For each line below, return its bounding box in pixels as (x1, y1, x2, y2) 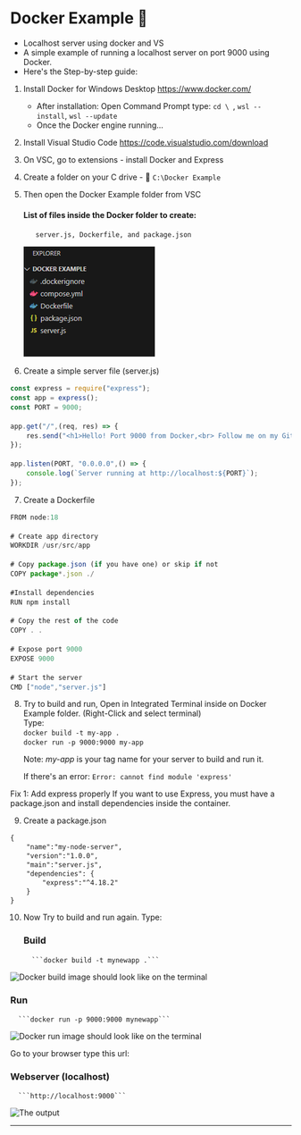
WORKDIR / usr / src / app (10, 541, 91, 551)
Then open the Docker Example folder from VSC (22, 189, 202, 199)
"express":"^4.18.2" (42, 879, 119, 887)
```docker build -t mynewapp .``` (31, 955, 160, 964)
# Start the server (10, 673, 83, 682)
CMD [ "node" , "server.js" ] (10, 683, 106, 692)
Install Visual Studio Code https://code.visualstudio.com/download (22, 137, 269, 147)
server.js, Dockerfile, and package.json (35, 231, 192, 240)
